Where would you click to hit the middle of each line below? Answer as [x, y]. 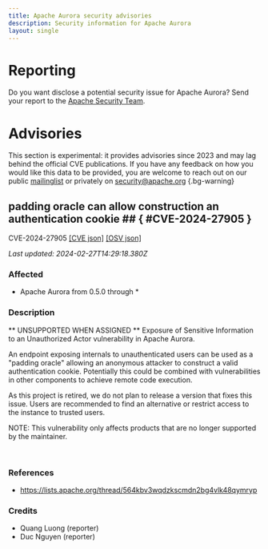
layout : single [34, 30]
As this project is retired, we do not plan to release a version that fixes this [130, 395]
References [31, 472]
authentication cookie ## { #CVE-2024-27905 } [130, 218]
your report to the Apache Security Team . [77, 101]
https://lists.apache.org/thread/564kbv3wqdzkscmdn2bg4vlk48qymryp [138, 490]
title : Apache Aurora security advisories [80, 16]
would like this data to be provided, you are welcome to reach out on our [128, 172]
